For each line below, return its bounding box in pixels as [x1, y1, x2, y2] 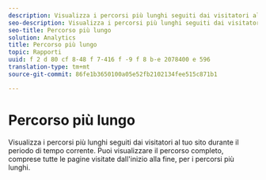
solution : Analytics [8, 33, 77, 42]
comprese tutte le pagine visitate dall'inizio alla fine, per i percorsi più [8, 154, 235, 163]
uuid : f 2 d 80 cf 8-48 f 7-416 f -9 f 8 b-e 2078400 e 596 [8, 56, 211, 64]
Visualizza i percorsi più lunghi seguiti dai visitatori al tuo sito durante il [8, 137, 239, 147]
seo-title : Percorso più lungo [8, 26, 112, 34]
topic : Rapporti [8, 48, 62, 56]
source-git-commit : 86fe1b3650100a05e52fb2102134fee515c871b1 [8, 70, 218, 78]
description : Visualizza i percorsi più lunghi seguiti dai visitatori [8, 11, 249, 20]
